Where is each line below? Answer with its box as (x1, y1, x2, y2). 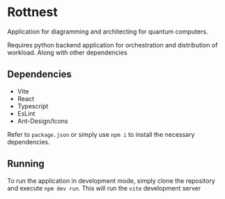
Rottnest (7, 4, 58, 20)
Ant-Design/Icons (17, 117, 68, 125)
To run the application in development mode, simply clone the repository (7, 176, 216, 185)
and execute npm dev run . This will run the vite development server (7, 184, 201, 192)
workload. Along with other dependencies (7, 48, 127, 57)
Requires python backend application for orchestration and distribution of (7, 40, 218, 49)
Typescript (17, 102, 49, 110)
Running (7, 158, 45, 170)
